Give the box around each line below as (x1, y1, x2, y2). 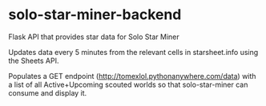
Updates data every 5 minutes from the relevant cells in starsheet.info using (8, 47, 259, 57)
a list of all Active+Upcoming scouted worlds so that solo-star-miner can (8, 80, 248, 89)
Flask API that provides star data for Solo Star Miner (8, 32, 180, 41)
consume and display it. (8, 88, 87, 97)
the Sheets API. (8, 56, 59, 65)
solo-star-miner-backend (8, 6, 182, 24)
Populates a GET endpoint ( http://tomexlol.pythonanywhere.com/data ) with (8, 71, 256, 80)
